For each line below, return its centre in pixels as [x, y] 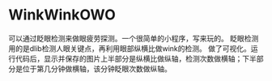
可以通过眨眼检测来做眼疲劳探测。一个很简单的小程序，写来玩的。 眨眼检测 [134, 38]
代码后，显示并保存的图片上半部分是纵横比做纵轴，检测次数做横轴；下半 [136, 58]
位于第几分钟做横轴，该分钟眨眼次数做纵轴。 [97, 68]
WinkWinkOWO [62, 15]
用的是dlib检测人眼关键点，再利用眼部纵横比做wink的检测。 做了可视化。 [130, 48]
